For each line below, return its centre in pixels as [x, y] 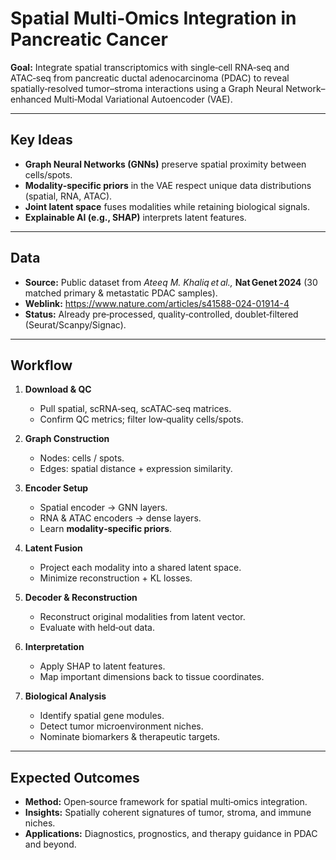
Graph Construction [67, 439]
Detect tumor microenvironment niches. [121, 726]
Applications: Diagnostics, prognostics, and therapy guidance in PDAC [171, 834]
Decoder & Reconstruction [81, 598]
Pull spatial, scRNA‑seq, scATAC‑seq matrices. [135, 409]
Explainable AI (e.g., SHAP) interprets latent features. [135, 217]
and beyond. [50, 844]
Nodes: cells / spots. [82, 458]
